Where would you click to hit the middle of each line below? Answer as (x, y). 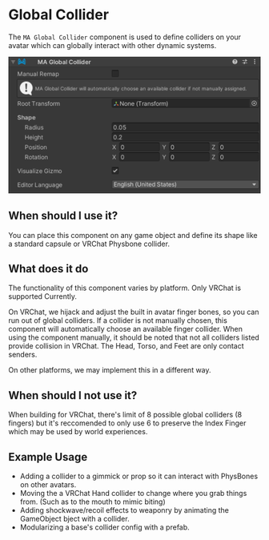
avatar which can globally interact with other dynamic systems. (112, 45)
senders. (23, 355)
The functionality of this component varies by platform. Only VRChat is (125, 288)
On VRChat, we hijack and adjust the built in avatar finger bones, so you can (134, 312)
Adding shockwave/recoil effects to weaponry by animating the (124, 510)
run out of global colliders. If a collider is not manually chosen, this (118, 320)
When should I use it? (63, 216)
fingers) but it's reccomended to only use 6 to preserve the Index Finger (127, 423)
